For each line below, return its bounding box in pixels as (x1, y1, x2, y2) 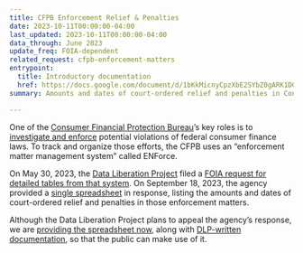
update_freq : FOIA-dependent (9, 47, 119, 56)
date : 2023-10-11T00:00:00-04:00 (9, 22, 135, 31)
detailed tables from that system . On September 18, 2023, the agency (9, 177, 268, 188)
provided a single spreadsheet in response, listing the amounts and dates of (9, 187, 291, 198)
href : (17, 80, 39, 89)
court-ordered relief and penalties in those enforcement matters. (9, 196, 250, 208)
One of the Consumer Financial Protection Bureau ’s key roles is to (9, 121, 253, 132)
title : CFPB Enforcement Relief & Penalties (9, 13, 179, 23)
